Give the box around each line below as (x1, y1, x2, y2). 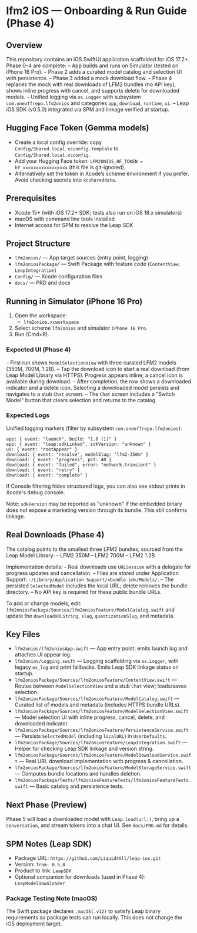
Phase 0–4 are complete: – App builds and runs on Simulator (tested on (6, 62, 179, 69)
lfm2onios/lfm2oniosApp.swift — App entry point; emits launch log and (14, 645, 188, 652)
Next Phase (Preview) (6, 800, 87, 810)
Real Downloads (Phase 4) (6, 530, 105, 540)
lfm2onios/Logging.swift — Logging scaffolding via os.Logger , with (14, 658, 179, 665)
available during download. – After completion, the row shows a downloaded (6, 377, 192, 385)
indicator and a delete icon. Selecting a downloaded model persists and (6, 384, 180, 391)
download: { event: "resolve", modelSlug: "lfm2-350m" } (6, 451, 149, 458)
